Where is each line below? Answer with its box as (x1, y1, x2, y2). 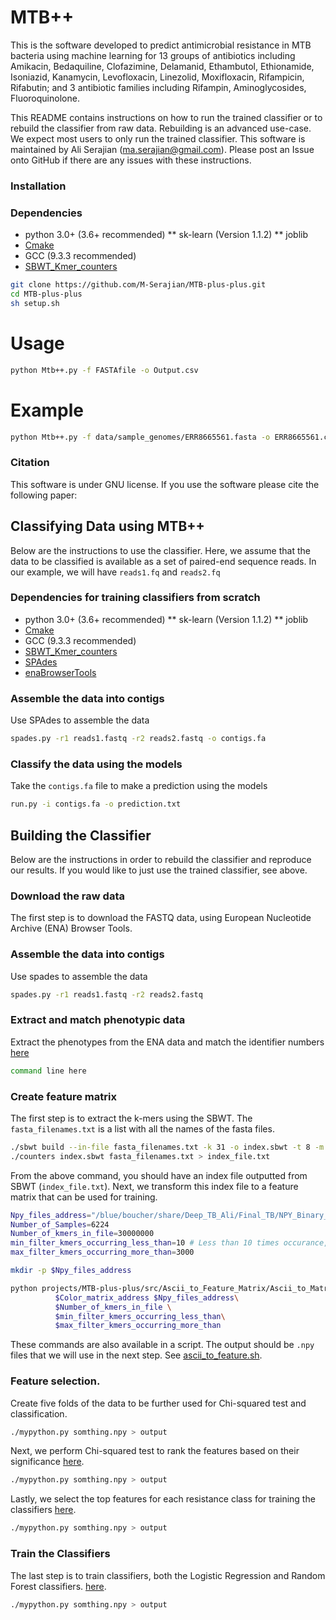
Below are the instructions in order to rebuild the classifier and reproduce (10, 853, 312, 865)
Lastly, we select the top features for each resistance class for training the (10, 1493, 316, 1505)
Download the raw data (10, 889, 125, 903)
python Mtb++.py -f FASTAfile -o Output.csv (10, 365, 199, 375)
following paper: (10, 489, 78, 501)
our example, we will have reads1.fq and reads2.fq (10, 566, 221, 578)
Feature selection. (10, 1374, 101, 1388)
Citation (10, 456, 50, 470)
